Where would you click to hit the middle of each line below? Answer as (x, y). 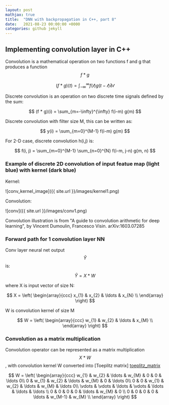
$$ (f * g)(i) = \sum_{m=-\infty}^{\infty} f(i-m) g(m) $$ (85, 111)
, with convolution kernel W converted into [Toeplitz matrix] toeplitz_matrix (83, 366)
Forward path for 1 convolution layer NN (55, 239)
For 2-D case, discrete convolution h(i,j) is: (50, 141)
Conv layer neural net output (35, 250)
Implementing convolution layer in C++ (68, 49)
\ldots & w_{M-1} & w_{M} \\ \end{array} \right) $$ (85, 397)
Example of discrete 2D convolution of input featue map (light (82, 164)
